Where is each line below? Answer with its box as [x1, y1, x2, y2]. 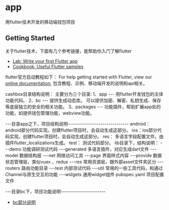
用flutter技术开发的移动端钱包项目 [5, 19, 76, 25]
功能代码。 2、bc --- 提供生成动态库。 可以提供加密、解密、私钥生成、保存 [5, 97, 161, 103]
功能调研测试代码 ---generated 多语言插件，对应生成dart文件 [22, 146, 149, 152]
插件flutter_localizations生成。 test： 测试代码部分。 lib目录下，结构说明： [5, 140, 160, 146]
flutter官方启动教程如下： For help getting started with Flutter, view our [5, 74, 152, 80]
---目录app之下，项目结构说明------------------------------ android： [5, 120, 150, 127]
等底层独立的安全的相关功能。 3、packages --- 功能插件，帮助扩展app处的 [5, 103, 161, 110]
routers [5, 165, 20, 171]
